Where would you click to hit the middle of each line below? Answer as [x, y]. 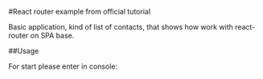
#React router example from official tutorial [80, 12]
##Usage [24, 51]
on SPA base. [52, 36]
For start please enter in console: [63, 66]
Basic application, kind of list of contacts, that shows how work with [121, 27]
